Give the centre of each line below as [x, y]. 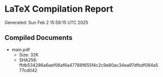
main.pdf [21, 49]
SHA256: [28, 60]
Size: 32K [29, 55]
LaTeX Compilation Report [59, 9]
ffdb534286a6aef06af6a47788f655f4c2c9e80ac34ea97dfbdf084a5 [88, 65]
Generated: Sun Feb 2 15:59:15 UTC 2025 [47, 22]
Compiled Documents [39, 38]
